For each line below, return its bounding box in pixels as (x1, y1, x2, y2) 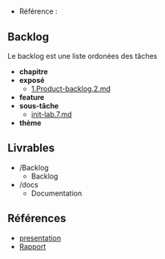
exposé (18, 76, 45, 84)
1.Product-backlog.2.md (30, 84, 111, 93)
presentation (18, 232, 62, 243)
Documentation (30, 188, 82, 198)
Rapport (18, 241, 46, 251)
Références (7, 212, 66, 225)
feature (18, 92, 45, 102)
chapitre (18, 67, 49, 76)
